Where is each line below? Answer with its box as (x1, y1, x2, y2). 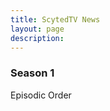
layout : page (10, 24, 65, 34)
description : (10, 33, 65, 43)
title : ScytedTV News (10, 14, 101, 25)
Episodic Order (10, 89, 72, 101)
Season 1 (10, 66, 55, 80)
